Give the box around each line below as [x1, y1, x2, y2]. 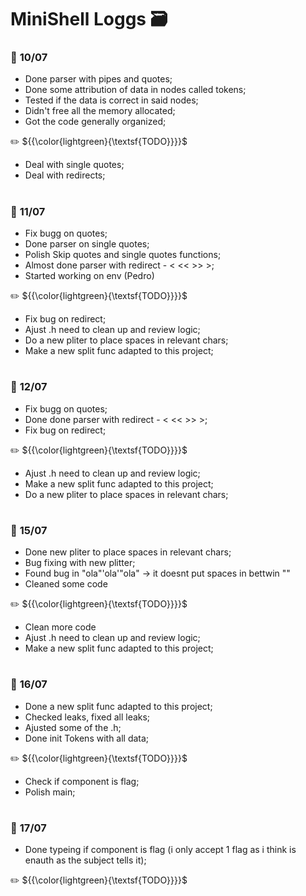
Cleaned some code [24, 578, 108, 590]
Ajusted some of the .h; [24, 721, 122, 733]
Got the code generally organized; [24, 116, 167, 128]
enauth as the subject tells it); [24, 854, 147, 866]
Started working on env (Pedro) [24, 270, 155, 282]
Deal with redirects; [24, 169, 106, 181]
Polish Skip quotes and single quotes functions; [24, 249, 222, 261]
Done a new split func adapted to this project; [24, 700, 213, 712]
